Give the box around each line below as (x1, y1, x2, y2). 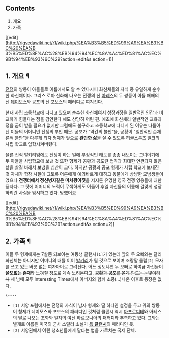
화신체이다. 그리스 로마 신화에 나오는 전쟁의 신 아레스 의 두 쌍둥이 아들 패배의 (10, 92, 159, 98)
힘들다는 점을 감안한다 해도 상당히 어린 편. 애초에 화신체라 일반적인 (18, 116, 149, 122)
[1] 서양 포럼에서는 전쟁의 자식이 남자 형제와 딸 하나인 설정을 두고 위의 (12, 302, 151, 308)
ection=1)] (92, 55, 114, 62)
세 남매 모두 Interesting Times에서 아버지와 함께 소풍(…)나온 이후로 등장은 (10, 276, 157, 283)
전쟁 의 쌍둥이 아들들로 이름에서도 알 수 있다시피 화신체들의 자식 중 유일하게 (5, 86, 152, 92)
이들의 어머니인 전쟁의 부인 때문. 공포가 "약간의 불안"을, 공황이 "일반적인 (10, 128, 152, 134)
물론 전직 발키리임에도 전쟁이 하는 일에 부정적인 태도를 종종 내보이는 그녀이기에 (5, 151, 160, 158)
